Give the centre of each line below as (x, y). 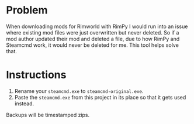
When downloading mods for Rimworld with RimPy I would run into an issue (97, 26)
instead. (24, 104)
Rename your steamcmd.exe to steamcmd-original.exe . (79, 91)
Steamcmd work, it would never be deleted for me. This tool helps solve (93, 45)
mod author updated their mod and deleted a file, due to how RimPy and (93, 39)
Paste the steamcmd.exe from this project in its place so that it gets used (100, 97)
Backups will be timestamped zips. (48, 115)
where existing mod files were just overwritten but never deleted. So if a (93, 32)
